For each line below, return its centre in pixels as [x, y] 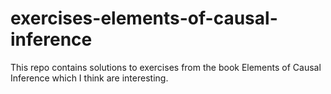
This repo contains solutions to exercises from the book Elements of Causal [166, 67]
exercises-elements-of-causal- [144, 18]
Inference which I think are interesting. [89, 78]
